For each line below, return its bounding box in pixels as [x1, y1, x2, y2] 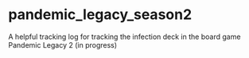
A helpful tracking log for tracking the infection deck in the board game [8, 32, 241, 41]
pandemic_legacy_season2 [8, 6, 193, 24]
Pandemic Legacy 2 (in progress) [8, 40, 118, 49]
